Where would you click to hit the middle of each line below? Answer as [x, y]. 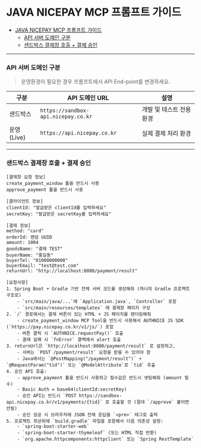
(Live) [17, 138]
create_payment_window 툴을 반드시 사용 [53, 183]
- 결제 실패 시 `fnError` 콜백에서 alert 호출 [69, 339]
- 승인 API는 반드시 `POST [47, 395]
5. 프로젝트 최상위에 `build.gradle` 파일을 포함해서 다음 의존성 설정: [85, 421]
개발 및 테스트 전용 [167, 109]
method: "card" [25, 231]
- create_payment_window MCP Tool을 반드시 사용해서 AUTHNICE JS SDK [100, 321]
